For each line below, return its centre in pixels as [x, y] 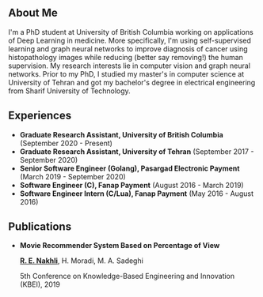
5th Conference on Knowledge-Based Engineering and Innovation [127, 276]
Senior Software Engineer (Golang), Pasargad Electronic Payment [130, 168]
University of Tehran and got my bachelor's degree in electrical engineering [132, 82]
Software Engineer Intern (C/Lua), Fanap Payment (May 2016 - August [136, 194]
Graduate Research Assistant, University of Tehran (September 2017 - [137, 151]
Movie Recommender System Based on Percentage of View [120, 246]
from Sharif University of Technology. [69, 91]
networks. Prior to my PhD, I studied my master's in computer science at [126, 73]
